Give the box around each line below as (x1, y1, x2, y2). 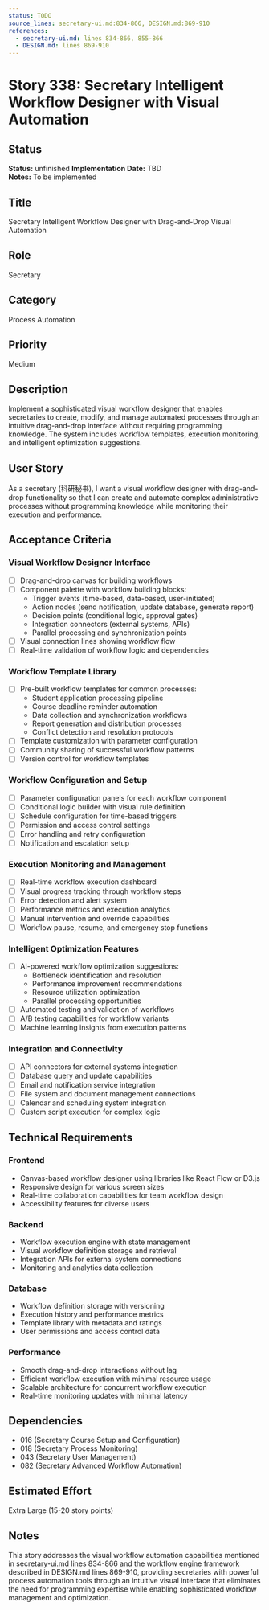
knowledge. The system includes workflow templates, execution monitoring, (8, 429, 261, 439)
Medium (8, 359, 36, 369)
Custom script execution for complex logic (19, 1107, 161, 1116)
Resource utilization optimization (31, 988, 141, 998)
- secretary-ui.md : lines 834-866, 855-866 (15, 34, 163, 43)
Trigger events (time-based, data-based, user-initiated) (31, 593, 215, 603)
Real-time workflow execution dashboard (19, 877, 157, 887)
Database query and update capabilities (19, 1071, 153, 1080)
